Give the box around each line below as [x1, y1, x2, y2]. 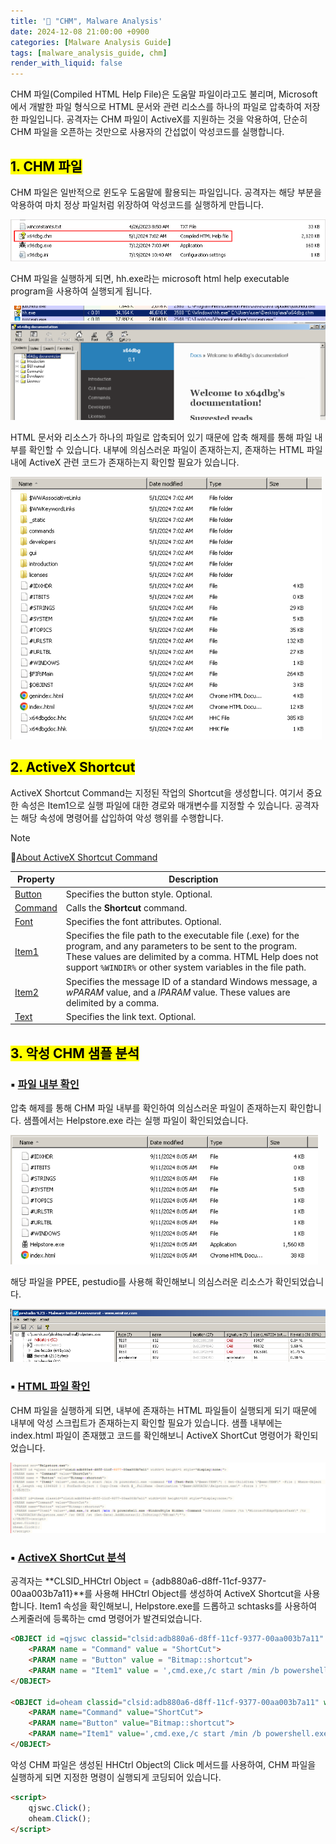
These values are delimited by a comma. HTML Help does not [65, 951, 319, 963]
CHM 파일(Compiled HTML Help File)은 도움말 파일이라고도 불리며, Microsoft [10, 88, 318, 100]
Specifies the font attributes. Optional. [65, 916, 222, 928]
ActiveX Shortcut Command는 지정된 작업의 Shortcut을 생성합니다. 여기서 [10, 786, 304, 799]
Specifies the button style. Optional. [65, 888, 213, 900]
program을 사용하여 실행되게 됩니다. [10, 285, 153, 297]
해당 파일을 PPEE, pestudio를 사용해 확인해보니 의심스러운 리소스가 [10, 1276, 273, 1288]
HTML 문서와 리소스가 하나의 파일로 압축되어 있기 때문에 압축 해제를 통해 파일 [10, 431, 313, 444]
